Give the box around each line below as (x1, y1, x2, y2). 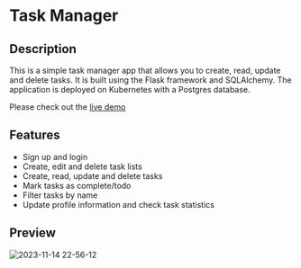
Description (9, 41, 77, 57)
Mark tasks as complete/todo (22, 180, 132, 191)
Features (9, 128, 60, 143)
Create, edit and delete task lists (22, 161, 142, 172)
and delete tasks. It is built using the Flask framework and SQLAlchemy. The (9, 75, 292, 85)
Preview (9, 226, 57, 241)
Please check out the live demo (9, 102, 126, 112)
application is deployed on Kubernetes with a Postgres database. (9, 85, 251, 94)
